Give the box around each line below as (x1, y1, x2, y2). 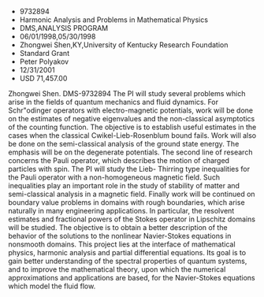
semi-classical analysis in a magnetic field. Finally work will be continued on (8, 189, 255, 199)
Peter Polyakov (19, 57, 69, 66)
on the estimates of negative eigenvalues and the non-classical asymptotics (8, 114, 255, 123)
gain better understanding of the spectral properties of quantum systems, (8, 256, 247, 265)
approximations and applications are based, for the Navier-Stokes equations (8, 273, 255, 282)
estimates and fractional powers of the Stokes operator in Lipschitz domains (8, 214, 256, 224)
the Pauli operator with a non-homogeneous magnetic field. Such (8, 173, 221, 182)
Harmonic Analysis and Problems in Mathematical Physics (19, 15, 209, 24)
